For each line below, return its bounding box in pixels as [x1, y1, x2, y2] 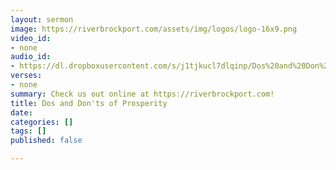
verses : [10, 71, 43, 81]
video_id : [10, 33, 52, 43]
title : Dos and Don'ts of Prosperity [10, 98, 168, 108]
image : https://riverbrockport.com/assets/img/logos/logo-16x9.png [10, 24, 298, 34]
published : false [10, 136, 83, 146]
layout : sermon [10, 14, 74, 25]
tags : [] [10, 126, 47, 136]
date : [10, 107, 33, 118]
